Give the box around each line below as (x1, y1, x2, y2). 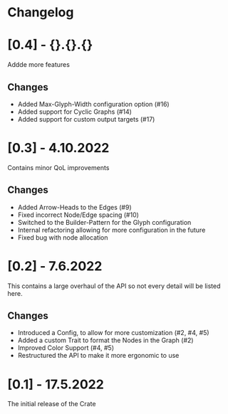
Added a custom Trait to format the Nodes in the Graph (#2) (17, 336, 194, 345)
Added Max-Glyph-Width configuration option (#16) (17, 100, 170, 108)
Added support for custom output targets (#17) (17, 115, 155, 123)
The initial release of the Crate (7, 400, 96, 408)
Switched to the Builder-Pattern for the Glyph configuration (17, 218, 192, 226)
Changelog (7, 4, 74, 21)
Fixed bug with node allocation (17, 233, 108, 242)
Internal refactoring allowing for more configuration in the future (17, 225, 206, 234)
